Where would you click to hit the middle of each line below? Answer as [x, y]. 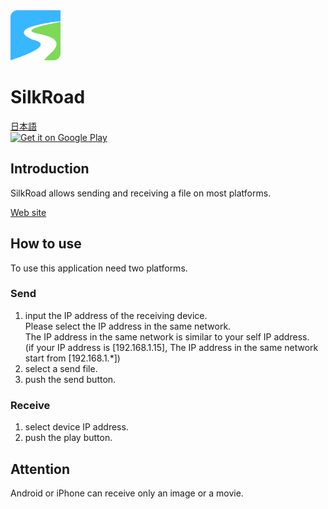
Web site [28, 212]
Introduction [50, 169]
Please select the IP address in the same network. [128, 326]
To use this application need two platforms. [99, 268]
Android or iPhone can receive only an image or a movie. [127, 493]
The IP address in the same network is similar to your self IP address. [167, 336]
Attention [40, 469]
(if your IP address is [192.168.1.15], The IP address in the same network [171, 347]
